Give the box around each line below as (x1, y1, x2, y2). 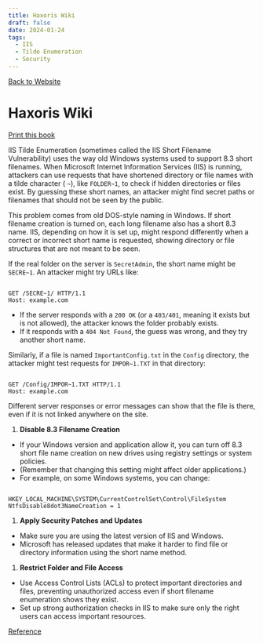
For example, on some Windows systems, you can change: (19, 473, 210, 482)
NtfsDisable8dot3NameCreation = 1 (8, 502, 122, 510)
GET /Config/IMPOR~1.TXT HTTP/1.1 (8, 380, 122, 388)
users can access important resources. (19, 611, 147, 620)
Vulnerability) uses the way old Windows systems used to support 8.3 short (8, 154, 253, 163)
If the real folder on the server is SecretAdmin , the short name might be (8, 259, 236, 268)
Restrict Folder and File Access (19, 562, 123, 572)
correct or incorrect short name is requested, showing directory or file (8, 235, 235, 245)
